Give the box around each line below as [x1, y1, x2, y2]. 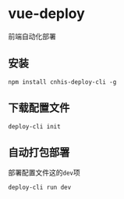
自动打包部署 [8, 146, 70, 159]
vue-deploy [8, 5, 86, 23]
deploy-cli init [8, 122, 61, 130]
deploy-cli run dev [8, 183, 72, 192]
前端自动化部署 [8, 31, 56, 41]
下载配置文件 [8, 101, 70, 114]
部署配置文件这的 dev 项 [8, 168, 80, 177]
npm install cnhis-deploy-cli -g [8, 78, 117, 86]
